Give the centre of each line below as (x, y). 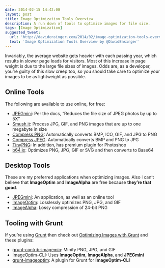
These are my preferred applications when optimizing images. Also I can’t (80, 177)
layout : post (18, 14)
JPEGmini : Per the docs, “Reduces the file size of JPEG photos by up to (84, 113)
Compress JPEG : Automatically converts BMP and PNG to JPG (75, 139)
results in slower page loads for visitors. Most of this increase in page (75, 61)
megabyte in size (29, 129)
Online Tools (25, 92)
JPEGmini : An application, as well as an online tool (63, 197)
